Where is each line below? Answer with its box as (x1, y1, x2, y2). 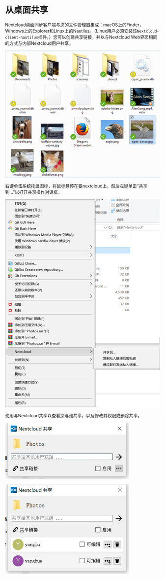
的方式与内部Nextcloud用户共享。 (5, 40, 74, 46)
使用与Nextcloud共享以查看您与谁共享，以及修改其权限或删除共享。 (5, 412, 142, 418)
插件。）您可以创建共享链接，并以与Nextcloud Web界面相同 (38, 34, 158, 40)
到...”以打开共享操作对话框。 (5, 189, 62, 195)
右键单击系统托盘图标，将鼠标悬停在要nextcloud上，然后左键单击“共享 (5, 183, 148, 189)
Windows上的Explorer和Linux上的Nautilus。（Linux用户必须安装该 (5, 28, 137, 34)
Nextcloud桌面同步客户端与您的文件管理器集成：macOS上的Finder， (5, 22, 144, 28)
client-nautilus (5, 35, 38, 40)
